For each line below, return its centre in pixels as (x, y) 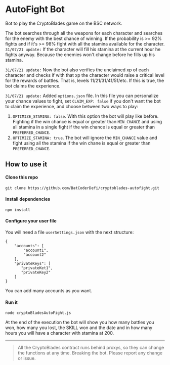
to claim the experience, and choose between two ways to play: (72, 106)
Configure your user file (31, 221)
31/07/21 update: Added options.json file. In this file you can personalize (82, 96)
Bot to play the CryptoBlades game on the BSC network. (64, 23)
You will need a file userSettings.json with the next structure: (70, 232)
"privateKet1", (37, 268)
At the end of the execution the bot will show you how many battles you (80, 323)
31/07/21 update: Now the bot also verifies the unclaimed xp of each (77, 70)
